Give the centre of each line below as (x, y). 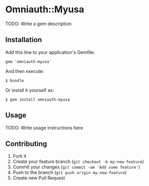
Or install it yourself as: (30, 90)
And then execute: (25, 71)
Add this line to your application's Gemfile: (50, 52)
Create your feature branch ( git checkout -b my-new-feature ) (78, 162)
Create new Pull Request (39, 178)
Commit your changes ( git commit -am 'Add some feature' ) (76, 167)
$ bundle (15, 81)
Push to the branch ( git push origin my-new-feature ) (70, 173)
